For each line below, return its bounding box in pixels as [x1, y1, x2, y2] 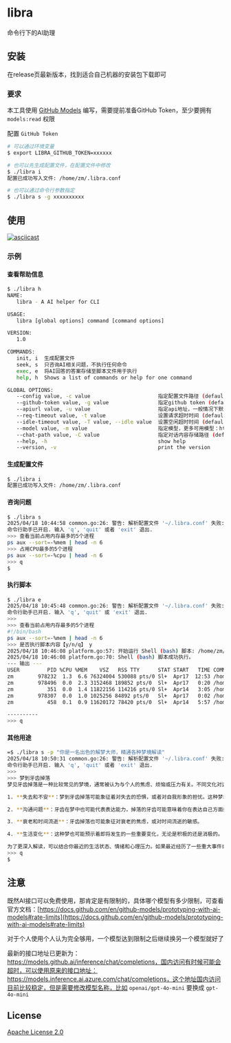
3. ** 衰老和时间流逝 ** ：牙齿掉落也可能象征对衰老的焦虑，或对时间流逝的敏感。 [7, 818, 203, 825]
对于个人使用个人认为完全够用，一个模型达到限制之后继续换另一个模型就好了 [7, 934, 224, 942]
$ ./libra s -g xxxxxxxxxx [7, 194, 85, 200]
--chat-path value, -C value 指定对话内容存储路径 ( [16, 431, 216, 438]
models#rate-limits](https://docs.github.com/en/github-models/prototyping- [7, 913, 223, 921]
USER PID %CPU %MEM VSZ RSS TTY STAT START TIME [7, 667, 211, 674]
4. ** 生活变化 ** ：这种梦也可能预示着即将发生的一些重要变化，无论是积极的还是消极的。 [7, 831, 223, 838]
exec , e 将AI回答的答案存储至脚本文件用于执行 [16, 367, 137, 375]
